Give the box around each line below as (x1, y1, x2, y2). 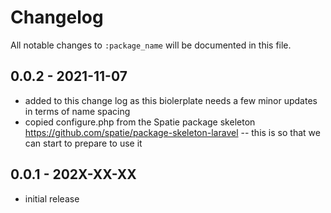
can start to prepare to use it (24, 137, 143, 149)
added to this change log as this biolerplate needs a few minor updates (24, 94, 318, 106)
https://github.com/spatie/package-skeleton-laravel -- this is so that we (24, 126, 321, 138)
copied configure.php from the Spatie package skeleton (24, 116, 256, 128)
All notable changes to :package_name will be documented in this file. (10, 39, 292, 51)
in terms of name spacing (24, 105, 131, 117)
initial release (24, 192, 80, 205)
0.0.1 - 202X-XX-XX (10, 166, 137, 183)
